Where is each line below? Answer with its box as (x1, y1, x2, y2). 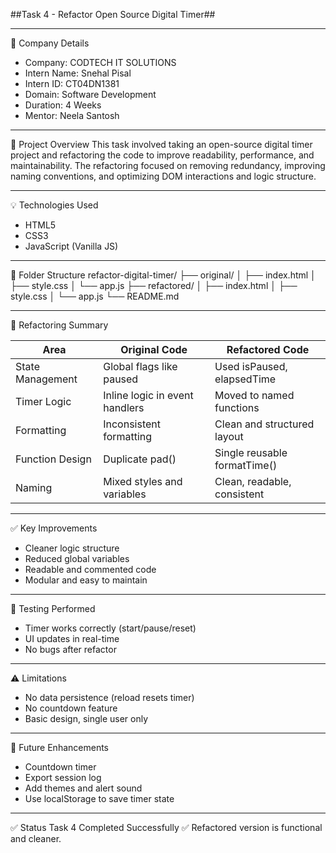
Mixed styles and (103, 475, 183, 488)
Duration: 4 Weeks (24, 99, 102, 111)
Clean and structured (214, 417, 315, 431)
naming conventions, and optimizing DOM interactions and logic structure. (10, 170, 317, 182)
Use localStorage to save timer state (24, 793, 175, 804)
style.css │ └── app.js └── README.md (10, 290, 180, 302)
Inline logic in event (103, 389, 194, 402)
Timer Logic (15, 395, 72, 408)
